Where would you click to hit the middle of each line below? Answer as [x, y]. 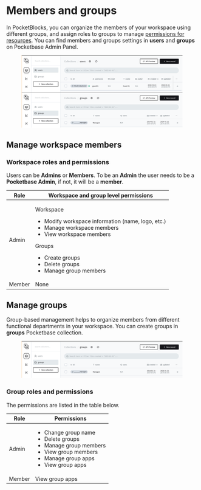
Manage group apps [70, 458]
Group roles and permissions [50, 392]
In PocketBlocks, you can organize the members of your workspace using [99, 27]
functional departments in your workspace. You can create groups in [92, 326]
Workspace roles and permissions [58, 162]
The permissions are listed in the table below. [63, 405]
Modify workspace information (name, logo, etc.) [105, 221]
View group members [71, 452]
